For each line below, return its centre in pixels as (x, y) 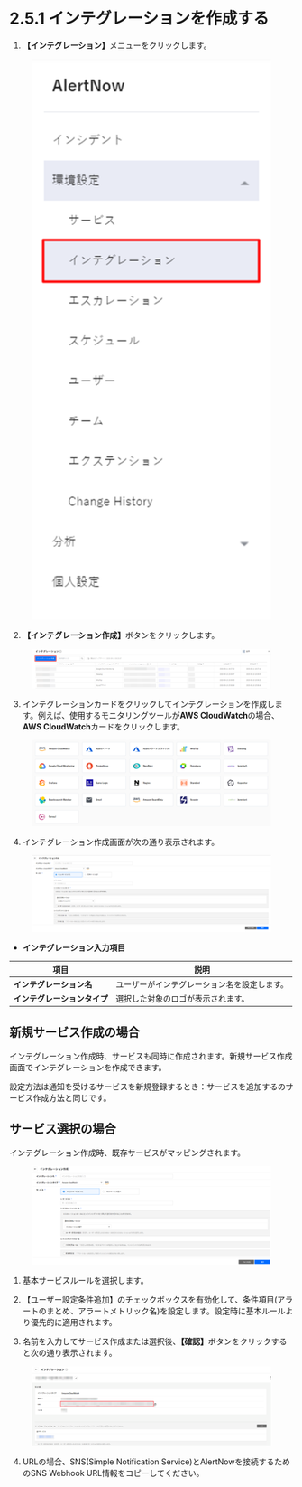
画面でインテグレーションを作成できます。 (88, 1067)
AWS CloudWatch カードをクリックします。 (103, 726)
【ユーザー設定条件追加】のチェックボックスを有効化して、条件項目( (150, 1300)
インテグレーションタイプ (60, 999)
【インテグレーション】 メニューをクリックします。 (117, 45)
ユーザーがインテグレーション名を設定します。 (202, 984)
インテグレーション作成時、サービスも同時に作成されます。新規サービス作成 (151, 1056)
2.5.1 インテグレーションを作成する (139, 19)
